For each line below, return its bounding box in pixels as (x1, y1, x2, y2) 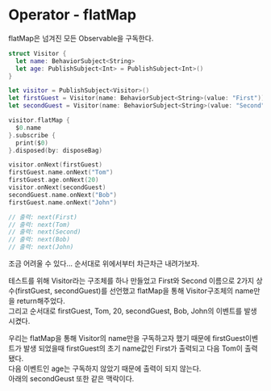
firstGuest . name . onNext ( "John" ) (8, 198, 117, 207)
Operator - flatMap (8, 6, 137, 24)
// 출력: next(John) (8, 243, 74, 251)
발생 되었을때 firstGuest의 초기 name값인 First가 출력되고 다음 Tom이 (23, 343, 244, 353)
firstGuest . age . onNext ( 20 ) (8, 176, 99, 184)
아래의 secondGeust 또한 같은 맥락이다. (8, 374, 135, 384)
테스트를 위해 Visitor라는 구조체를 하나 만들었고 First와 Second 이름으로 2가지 (8, 276, 255, 286)
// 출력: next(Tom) (8, 221, 71, 229)
